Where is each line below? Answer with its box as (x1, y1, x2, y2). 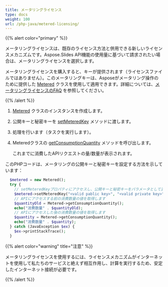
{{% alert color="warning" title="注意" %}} (5, 243, 93, 249)
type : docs (5, 12, 28, 17)
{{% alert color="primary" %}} (5, 35, 68, 41)
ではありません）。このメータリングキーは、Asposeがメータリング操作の (9, 75, 159, 81)
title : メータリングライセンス (5, 7, 62, 13)
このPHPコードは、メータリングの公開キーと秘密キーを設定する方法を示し (5, 161, 158, 167)
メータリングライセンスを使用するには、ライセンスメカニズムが (5, 254, 136, 260)
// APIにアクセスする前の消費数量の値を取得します (14, 196, 106, 201)
